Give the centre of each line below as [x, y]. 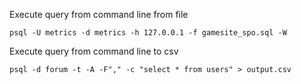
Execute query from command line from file [99, 14]
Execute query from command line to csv [94, 51]
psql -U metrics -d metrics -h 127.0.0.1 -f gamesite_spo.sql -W [148, 33]
